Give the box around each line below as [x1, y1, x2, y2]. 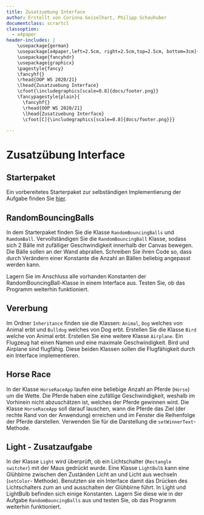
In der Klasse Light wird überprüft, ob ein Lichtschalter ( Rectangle [6, 458, 172, 465]
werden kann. [6, 261, 41, 268]
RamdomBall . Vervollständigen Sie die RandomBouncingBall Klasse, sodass [6, 235, 186, 242]
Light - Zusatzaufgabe [6, 441, 93, 452]
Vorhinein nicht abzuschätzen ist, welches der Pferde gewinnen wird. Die [6, 398, 189, 406]
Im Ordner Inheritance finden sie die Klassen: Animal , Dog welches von [6, 319, 183, 327]
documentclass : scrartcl [6, 20, 69, 26]
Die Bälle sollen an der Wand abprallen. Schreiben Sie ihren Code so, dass [6, 247, 192, 255]
